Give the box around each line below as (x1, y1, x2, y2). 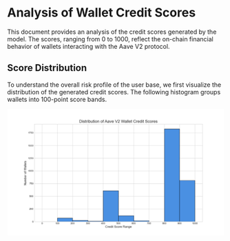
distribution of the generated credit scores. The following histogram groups (7, 87, 221, 96)
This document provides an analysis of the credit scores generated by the (7, 28, 217, 36)
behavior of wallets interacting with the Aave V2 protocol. (7, 42, 170, 50)
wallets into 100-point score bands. (7, 95, 107, 103)
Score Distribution (7, 62, 87, 74)
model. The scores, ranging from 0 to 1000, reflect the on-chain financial (7, 34, 213, 43)
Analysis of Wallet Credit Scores (7, 5, 196, 21)
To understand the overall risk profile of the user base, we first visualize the (7, 81, 222, 89)
